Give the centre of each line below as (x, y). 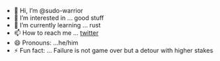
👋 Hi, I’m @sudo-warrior (48, 11)
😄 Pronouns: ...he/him (46, 42)
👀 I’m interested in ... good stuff (59, 18)
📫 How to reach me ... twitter (56, 33)
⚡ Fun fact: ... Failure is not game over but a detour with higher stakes (113, 50)
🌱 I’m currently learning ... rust (57, 25)
